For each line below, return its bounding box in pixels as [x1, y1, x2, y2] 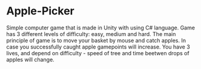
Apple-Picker [6, 4, 74, 18]
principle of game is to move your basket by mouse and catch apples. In [6, 37, 186, 44]
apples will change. [6, 56, 54, 63]
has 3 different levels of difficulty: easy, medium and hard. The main [6, 30, 176, 37]
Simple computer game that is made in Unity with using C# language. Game [6, 24, 196, 31]
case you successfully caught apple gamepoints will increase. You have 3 [6, 43, 191, 50]
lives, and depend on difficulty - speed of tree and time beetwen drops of [6, 49, 189, 56]
